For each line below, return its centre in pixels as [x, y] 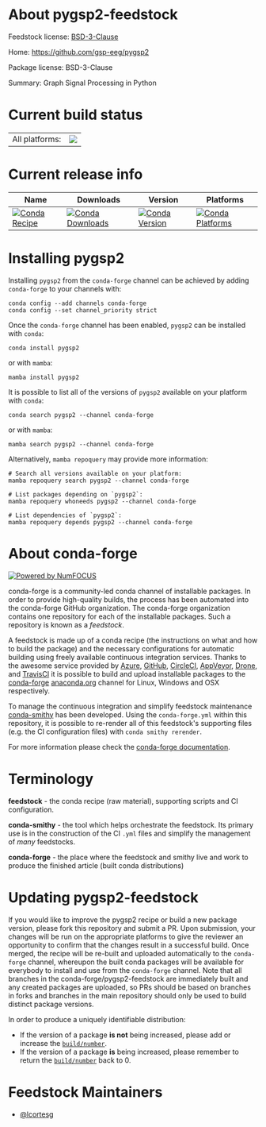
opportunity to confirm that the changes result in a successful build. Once [129, 945]
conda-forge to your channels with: [65, 288]
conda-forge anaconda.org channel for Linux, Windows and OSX [114, 682]
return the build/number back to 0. [75, 1060]
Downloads [99, 199]
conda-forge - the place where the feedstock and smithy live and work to [128, 857]
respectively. [29, 691]
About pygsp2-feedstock [93, 15]
